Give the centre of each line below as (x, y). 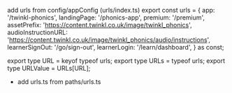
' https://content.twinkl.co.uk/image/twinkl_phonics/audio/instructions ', (109, 40)
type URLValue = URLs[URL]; (49, 68)
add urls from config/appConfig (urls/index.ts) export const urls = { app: (111, 10)
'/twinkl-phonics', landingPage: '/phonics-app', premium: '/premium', (106, 17)
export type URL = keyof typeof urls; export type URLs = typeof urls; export (116, 61)
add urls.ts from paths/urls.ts (59, 82)
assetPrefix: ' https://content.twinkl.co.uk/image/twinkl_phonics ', (100, 25)
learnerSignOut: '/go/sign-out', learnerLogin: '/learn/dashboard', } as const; (116, 47)
